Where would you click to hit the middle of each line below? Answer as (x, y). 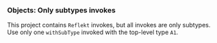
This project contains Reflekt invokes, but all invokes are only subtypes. (109, 25)
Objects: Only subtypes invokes (62, 10)
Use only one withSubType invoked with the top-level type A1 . (93, 32)
